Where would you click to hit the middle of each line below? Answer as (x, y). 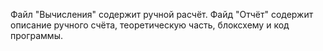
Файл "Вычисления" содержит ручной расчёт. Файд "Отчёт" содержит (162, 14)
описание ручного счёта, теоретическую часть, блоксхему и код (150, 25)
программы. (36, 35)
